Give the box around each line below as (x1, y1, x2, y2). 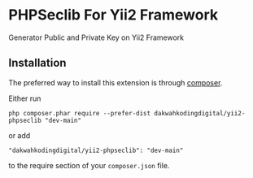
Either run (8, 93, 41, 103)
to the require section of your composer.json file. (8, 160, 170, 170)
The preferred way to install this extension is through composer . (8, 77, 223, 87)
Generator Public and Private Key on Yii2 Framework (8, 33, 185, 42)
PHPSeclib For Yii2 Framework (8, 6, 219, 24)
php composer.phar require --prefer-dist (8, 109, 151, 117)
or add (8, 130, 31, 140)
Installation (8, 56, 67, 70)
